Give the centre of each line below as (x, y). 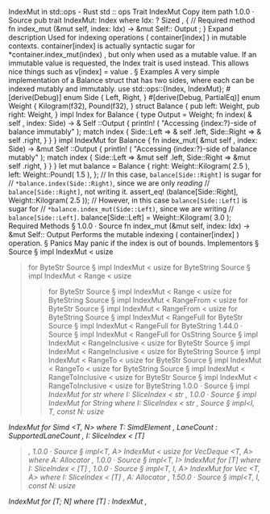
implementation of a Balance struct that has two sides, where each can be (131, 80)
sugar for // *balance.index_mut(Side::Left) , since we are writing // (121, 209)
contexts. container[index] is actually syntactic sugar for (102, 46)
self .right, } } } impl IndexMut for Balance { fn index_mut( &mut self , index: (133, 140)
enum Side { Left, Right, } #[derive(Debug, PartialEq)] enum (162, 97)
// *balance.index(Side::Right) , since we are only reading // (109, 183)
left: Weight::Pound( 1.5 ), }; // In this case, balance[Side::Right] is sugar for (135, 174)
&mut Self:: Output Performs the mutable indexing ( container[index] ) (124, 234)
